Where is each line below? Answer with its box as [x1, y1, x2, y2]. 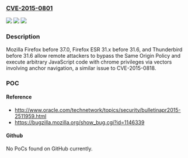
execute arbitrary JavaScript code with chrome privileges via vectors [6, 58, 172, 65]
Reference [6, 93, 32, 100]
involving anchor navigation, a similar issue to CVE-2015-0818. [6, 64, 156, 71]
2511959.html [14, 113, 47, 120]
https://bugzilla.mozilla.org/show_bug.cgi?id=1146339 [14, 118, 145, 126]
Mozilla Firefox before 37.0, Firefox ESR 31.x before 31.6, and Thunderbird [6, 45, 183, 53]
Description [6, 33, 40, 41]
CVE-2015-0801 [6, 4, 53, 12]
